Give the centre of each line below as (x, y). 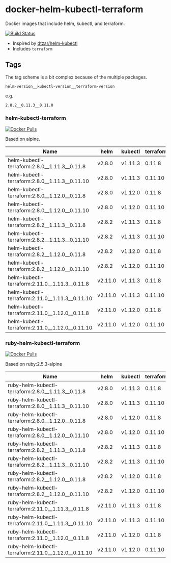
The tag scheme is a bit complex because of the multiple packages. (76, 77)
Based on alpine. (23, 139)
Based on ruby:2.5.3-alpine (34, 364)
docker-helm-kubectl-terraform (74, 9)
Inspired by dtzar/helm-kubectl (45, 43)
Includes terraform (32, 48)
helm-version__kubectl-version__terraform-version (60, 86)
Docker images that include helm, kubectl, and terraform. (65, 23)
